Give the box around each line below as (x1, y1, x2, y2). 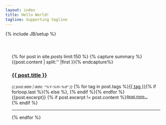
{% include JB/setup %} (5, 31, 56, 37)
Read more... (126, 94, 148, 99)
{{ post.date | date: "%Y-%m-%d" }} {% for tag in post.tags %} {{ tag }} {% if (12, 83, 156, 89)
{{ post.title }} (12, 72, 48, 79)
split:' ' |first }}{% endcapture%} (46, 59, 114, 65)
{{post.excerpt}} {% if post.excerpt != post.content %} (12, 94, 127, 100)
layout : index (5, 7, 36, 13)
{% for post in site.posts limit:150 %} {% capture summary (12, 54, 135, 60)
